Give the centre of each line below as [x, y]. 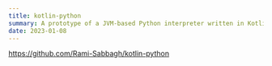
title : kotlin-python [45, 16]
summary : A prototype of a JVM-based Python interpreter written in [126, 23]
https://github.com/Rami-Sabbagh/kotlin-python [89, 54]
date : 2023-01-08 [38, 31]
